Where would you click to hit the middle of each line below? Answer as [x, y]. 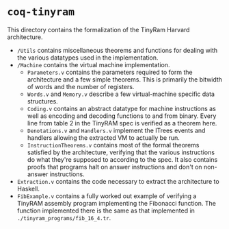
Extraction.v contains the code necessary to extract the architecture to [118, 181]
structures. [42, 101]
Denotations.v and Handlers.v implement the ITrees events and [116, 130]
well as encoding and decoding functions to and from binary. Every [122, 116]
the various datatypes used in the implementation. [87, 58]
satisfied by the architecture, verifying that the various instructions [121, 152]
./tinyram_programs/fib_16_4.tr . [64, 217]
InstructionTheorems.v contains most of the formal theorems [113, 145]
